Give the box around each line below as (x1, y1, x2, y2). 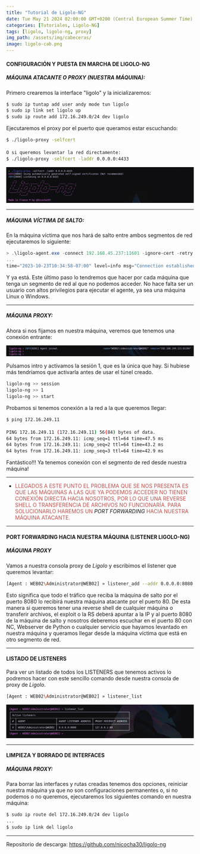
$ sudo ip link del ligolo (6, 824, 73, 831)
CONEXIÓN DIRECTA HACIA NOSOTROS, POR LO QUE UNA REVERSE (14, 495, 186, 502)
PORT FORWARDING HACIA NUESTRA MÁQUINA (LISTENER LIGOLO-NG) (6, 533, 190, 540)
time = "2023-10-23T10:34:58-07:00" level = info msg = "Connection (6, 263, 164, 269)
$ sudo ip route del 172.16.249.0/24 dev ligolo (6, 812, 129, 818)
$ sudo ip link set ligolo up (6, 107, 82, 113)
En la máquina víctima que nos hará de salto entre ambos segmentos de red (6, 232, 193, 239)
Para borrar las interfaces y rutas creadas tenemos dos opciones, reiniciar (6, 781, 189, 788)
